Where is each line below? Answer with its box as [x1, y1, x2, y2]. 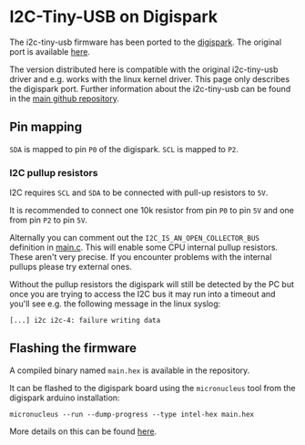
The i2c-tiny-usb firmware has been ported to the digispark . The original [9, 36, 282, 47]
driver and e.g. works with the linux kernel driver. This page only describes [9, 73, 290, 84]
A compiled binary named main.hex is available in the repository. [9, 365, 250, 376]
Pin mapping [9, 119, 83, 135]
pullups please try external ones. [9, 262, 132, 273]
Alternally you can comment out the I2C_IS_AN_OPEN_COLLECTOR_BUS [9, 233, 260, 243]
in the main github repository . [9, 93, 120, 104]
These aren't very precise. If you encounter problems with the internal [9, 252, 272, 263]
